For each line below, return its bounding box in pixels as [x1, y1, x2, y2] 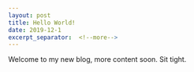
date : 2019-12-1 [8, 26, 62, 34]
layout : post [8, 11, 51, 20]
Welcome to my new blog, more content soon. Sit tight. [8, 55, 187, 64]
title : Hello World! [8, 19, 76, 27]
